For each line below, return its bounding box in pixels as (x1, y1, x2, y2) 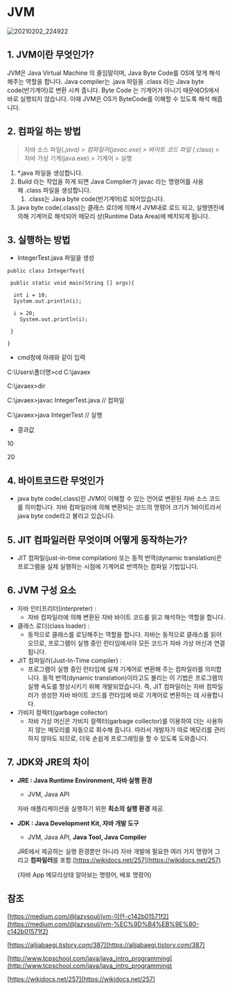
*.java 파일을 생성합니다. (17, 168, 83, 177)
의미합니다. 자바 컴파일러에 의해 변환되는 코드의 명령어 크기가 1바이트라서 (24, 503, 222, 511)
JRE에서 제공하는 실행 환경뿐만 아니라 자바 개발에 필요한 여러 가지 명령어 (17, 847, 213, 856)
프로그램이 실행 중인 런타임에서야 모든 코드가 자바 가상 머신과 (48, 639, 213, 647)
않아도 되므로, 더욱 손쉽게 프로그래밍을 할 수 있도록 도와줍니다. (40, 734, 209, 742)
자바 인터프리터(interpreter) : (17, 604, 97, 612)
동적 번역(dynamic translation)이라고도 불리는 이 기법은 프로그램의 (42, 673, 224, 682)
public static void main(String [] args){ (10, 280, 135, 287)
